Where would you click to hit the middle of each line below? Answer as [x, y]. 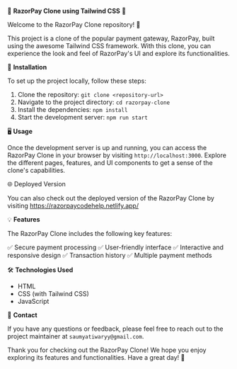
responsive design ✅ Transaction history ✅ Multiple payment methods [110, 255]
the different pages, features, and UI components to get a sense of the [110, 163]
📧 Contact [22, 315]
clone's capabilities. [36, 170]
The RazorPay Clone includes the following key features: [89, 233]
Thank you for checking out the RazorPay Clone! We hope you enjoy [107, 350]
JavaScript [33, 301]
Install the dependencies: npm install [73, 109]
